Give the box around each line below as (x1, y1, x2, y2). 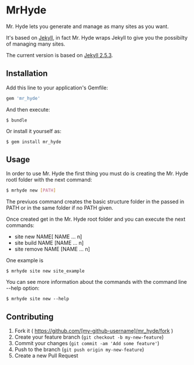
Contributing (6, 312, 54, 322)
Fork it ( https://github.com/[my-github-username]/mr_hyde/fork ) (14, 328, 174, 335)
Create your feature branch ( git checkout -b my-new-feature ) (14, 333, 164, 340)
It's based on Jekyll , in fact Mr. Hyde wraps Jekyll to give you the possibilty (6, 34, 188, 41)
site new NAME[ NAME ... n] (14, 233, 82, 240)
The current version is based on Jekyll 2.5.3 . (6, 51, 113, 58)
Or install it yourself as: (6, 127, 61, 134)
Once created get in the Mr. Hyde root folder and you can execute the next (6, 215, 186, 223)
